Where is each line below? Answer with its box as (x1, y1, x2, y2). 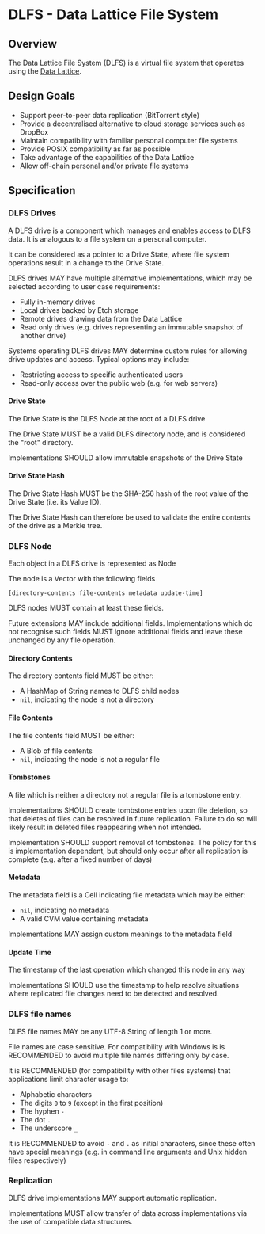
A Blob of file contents (19, 746, 93, 756)
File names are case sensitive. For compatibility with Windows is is (8, 1042, 225, 1051)
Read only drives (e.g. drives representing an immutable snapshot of (19, 322, 244, 332)
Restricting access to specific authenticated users (19, 370, 184, 379)
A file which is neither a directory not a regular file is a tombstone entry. (8, 790, 242, 799)
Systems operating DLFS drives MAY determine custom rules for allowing (8, 346, 248, 356)
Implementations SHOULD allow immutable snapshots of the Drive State (8, 453, 243, 463)
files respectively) (8, 1155, 66, 1165)
